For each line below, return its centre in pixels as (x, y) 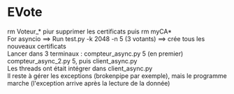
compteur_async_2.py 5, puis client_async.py (72, 61)
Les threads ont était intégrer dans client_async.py (80, 68)
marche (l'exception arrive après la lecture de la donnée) (89, 83)
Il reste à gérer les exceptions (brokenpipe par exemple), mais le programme (117, 76)
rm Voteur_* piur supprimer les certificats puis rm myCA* (90, 31)
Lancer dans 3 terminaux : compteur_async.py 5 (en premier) (95, 54)
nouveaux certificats (37, 46)
